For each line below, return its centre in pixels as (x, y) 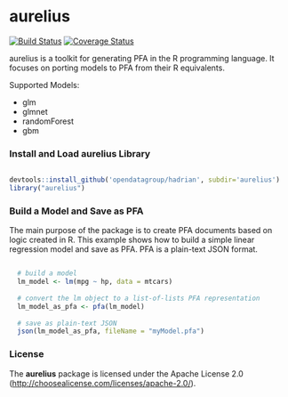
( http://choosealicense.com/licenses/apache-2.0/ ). (103, 383)
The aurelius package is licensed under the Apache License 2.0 (127, 373)
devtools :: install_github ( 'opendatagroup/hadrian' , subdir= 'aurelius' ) (144, 180)
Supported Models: (44, 85)
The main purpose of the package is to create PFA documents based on (141, 231)
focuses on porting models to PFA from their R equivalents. (117, 68)
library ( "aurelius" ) (48, 189)
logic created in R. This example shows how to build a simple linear (132, 240)
